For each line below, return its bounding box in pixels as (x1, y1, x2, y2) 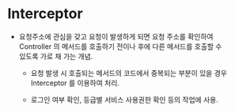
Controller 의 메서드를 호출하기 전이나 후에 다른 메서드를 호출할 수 (18, 41, 222, 51)
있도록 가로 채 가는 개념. (18, 51, 93, 61)
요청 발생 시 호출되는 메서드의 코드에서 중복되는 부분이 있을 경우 (30, 68, 227, 77)
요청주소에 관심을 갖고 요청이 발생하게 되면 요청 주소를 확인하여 (18, 32, 214, 41)
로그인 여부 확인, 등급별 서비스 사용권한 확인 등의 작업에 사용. (30, 95, 218, 104)
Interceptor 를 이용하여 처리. (30, 78, 120, 88)
